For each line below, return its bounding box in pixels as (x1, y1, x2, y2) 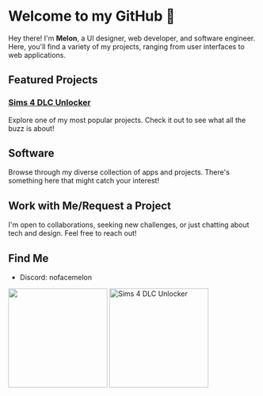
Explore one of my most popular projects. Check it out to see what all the (8, 115, 246, 125)
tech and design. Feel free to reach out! (8, 229, 137, 238)
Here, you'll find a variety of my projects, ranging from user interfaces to (8, 41, 246, 51)
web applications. (8, 50, 66, 60)
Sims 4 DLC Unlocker (8, 97, 91, 108)
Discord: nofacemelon (19, 273, 93, 283)
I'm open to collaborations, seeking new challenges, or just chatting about (8, 220, 250, 229)
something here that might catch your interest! (8, 176, 160, 186)
